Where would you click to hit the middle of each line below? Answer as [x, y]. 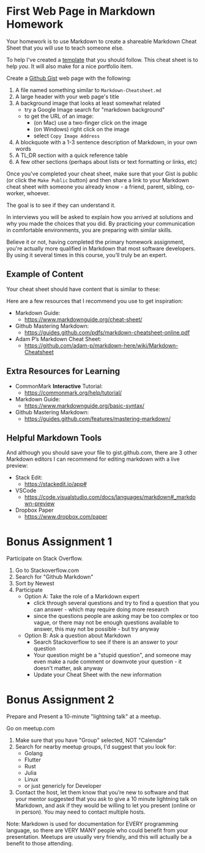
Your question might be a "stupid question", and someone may [112, 655]
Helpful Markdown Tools [54, 438]
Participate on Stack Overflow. [45, 558]
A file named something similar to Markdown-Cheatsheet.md [88, 90]
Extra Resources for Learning [63, 372]
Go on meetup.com [31, 728]
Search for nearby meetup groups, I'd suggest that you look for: [95, 747]
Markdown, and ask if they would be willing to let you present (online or [105, 806]
